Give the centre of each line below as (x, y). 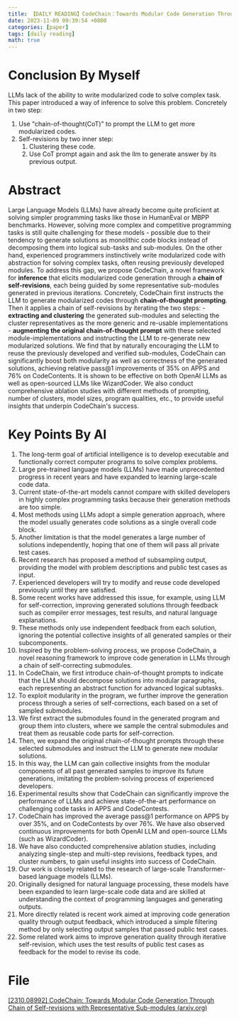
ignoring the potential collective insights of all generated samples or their (125, 635)
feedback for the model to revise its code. (79, 952)
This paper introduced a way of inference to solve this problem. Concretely (118, 103)
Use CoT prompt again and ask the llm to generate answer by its (123, 154)
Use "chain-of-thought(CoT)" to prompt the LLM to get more (107, 124)
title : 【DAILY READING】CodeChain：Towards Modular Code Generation (111, 14)
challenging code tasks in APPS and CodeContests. (94, 808)
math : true (24, 40)
